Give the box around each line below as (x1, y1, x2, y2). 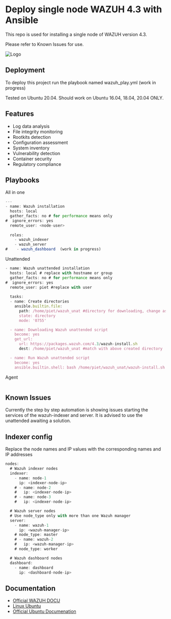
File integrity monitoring (12, 129, 63, 135)
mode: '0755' (18, 318, 47, 323)
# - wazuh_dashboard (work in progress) (5, 246, 101, 252)
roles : (10, 232, 24, 238)
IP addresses (5, 452, 33, 458)
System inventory (12, 144, 50, 151)
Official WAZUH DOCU (12, 598, 60, 604)
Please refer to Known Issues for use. (5, 41, 84, 47)
